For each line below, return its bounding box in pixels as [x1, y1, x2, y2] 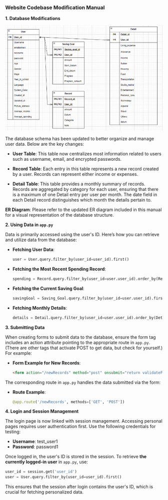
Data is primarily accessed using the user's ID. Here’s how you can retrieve [5, 232, 159, 238]
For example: [5, 350, 32, 356]
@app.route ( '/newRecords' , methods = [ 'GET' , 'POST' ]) [12, 399, 125, 405]
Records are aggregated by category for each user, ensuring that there [12, 186, 158, 192]
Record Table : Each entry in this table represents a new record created [12, 166, 159, 172]
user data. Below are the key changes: [5, 141, 84, 147]
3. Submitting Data [5, 324, 45, 330]
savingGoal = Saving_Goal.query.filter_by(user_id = [12, 295, 122, 301]
